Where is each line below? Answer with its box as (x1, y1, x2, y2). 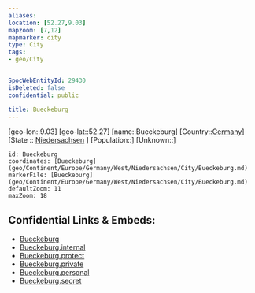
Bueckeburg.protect (19, 251, 85, 261)
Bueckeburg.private (19, 259, 84, 269)
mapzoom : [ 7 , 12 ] (8, 26, 61, 34)
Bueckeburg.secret (19, 276, 82, 286)
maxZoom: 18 (8, 192, 47, 200)
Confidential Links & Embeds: (8, 213, 156, 227)
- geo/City (8, 56, 44, 64)
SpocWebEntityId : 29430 (8, 76, 87, 84)
